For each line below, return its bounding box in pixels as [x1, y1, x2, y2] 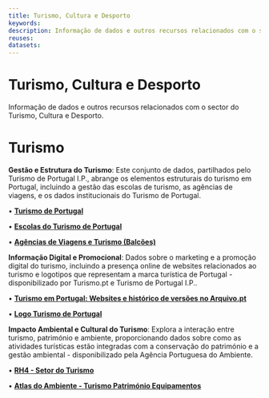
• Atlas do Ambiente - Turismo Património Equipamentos [8, 381, 202, 390]
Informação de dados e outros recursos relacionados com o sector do [8, 102, 239, 112]
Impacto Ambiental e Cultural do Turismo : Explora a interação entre [8, 324, 235, 334]
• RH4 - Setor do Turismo [8, 365, 94, 375]
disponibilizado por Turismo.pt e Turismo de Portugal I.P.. [8, 278, 198, 288]
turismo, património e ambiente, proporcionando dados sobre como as [8, 333, 242, 342]
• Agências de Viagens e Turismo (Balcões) [8, 237, 156, 246]
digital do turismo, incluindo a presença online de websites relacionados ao [8, 261, 257, 270]
